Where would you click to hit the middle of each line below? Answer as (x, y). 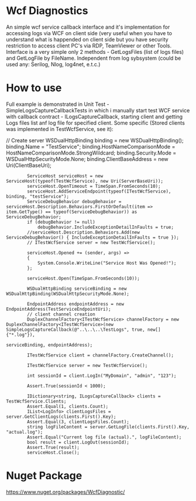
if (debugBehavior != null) (61, 222)
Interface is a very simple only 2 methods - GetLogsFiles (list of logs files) (95, 52)
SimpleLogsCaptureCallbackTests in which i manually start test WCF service (98, 110)
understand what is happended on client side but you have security (87, 39)
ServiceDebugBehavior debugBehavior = (74, 201)
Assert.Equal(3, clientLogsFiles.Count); (78, 422)
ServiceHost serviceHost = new (65, 176)
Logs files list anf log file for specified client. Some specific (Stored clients (96, 123)
